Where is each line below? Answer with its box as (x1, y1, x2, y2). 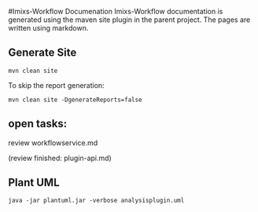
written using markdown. (8, 24, 89, 32)
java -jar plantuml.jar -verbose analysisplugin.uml (8, 196, 185, 205)
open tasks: (8, 117, 68, 130)
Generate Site (8, 46, 77, 60)
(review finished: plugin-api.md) (8, 153, 112, 163)
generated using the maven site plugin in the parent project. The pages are (8, 15, 251, 24)
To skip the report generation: (8, 80, 105, 90)
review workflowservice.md (8, 137, 98, 148)
